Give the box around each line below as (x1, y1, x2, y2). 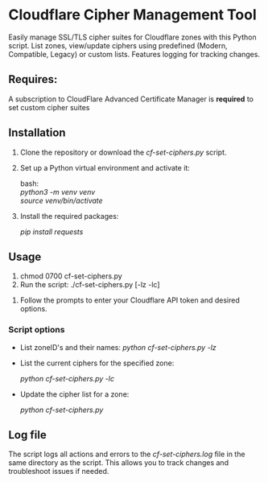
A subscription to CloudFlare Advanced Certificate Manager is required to (8, 94, 254, 104)
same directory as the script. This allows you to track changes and (8, 458, 229, 468)
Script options (8, 324, 65, 336)
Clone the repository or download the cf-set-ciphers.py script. (19, 147, 227, 157)
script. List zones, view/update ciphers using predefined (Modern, (8, 40, 228, 50)
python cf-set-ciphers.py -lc (19, 373, 115, 383)
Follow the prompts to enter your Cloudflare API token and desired (19, 295, 240, 305)
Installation (8, 126, 66, 140)
